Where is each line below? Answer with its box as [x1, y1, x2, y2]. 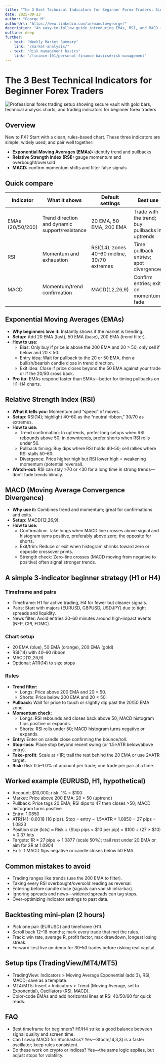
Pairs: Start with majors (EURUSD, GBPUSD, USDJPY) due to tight [12, 605, 146, 611]
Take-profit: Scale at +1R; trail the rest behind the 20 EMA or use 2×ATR [12, 752, 160, 758]
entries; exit [133, 280, 161, 287]
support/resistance [42, 227, 87, 233]
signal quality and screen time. [12, 1031, 75, 1037]
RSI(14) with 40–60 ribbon [12, 649, 66, 655]
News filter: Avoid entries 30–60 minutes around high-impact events [12, 615, 152, 621]
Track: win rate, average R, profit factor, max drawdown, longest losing [12, 934, 157, 940]
